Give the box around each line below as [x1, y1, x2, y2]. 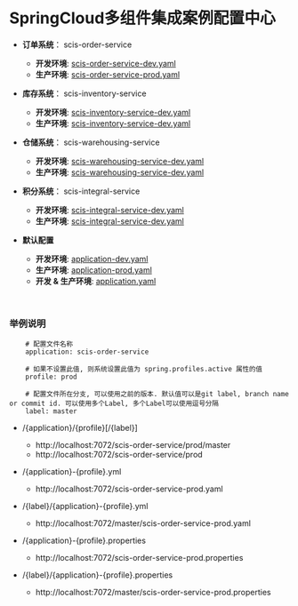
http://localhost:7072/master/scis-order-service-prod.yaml [35, 518, 252, 529]
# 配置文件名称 [25, 339, 74, 349]
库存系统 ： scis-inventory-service [21, 88, 147, 99]
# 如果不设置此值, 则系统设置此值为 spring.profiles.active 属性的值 [25, 365, 263, 374]
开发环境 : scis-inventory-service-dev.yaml [35, 107, 191, 117]
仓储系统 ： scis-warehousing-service [21, 137, 160, 148]
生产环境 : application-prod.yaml [35, 264, 153, 275]
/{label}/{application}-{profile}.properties [21, 570, 173, 580]
